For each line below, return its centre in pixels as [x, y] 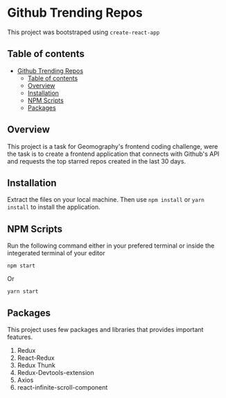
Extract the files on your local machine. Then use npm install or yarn [106, 200]
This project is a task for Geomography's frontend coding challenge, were [113, 146]
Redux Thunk [36, 365]
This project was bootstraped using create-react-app [84, 32]
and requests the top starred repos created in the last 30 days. [96, 161]
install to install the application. [54, 207]
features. [20, 337]
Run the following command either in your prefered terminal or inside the [111, 246]
